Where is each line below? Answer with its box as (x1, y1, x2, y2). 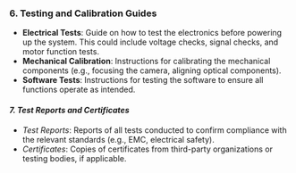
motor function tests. (21, 46, 100, 57)
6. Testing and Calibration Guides (9, 7, 157, 20)
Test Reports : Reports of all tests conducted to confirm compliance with (21, 124, 288, 136)
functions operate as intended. (21, 84, 136, 95)
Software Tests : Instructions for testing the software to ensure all (21, 75, 264, 86)
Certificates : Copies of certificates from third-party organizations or (21, 144, 273, 154)
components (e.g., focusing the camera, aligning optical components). (21, 65, 282, 76)
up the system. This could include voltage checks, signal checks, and (21, 37, 279, 47)
